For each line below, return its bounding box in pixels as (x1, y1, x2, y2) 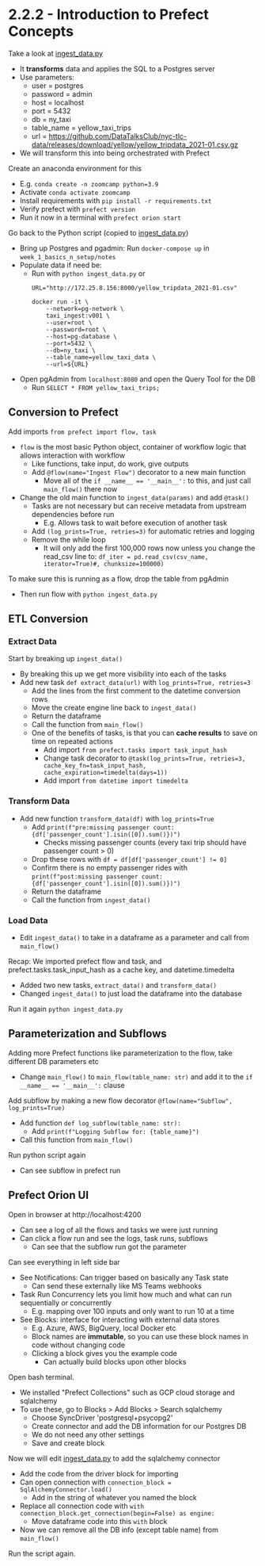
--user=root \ (46, 319, 93, 327)
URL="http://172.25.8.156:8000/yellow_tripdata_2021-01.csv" (31, 284, 237, 292)
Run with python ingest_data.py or (31, 268, 146, 278)
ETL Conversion (8, 612, 89, 626)
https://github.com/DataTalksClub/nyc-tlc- (48, 131, 187, 140)
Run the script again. (8, 1549, 76, 1558)
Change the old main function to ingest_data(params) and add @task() (19, 492, 249, 502)
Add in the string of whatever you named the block (31, 1492, 198, 1502)
